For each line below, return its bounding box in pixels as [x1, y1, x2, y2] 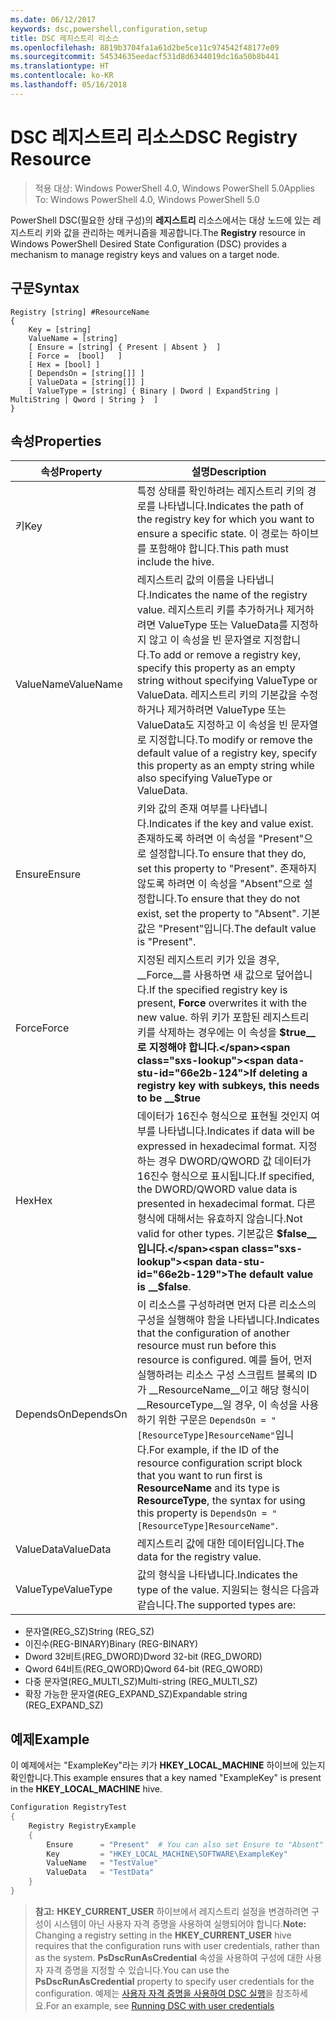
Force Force [15, 1021, 70, 1035]
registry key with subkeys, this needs [136, 1079, 320, 1093]
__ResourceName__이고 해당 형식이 [148, 1383, 310, 1397]
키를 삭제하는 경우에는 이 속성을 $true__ [136, 1026, 316, 1040]
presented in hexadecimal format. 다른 [136, 1197, 317, 1211]
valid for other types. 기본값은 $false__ [136, 1227, 317, 1241]
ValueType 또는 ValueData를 [158, 618, 289, 632]
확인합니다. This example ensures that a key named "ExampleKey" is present [10, 1772, 322, 1784]
